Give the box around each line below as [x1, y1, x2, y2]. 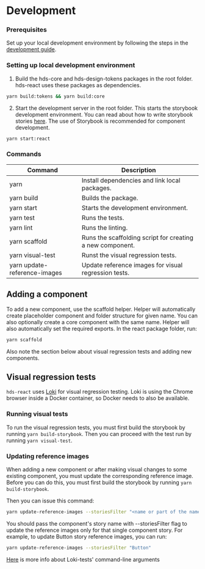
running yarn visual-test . [6, 437, 73, 444]
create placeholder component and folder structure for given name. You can [6, 312, 198, 319]
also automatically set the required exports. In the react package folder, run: [6, 325, 197, 332]
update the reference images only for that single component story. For [6, 526, 183, 534]
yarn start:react [6, 136, 51, 142]
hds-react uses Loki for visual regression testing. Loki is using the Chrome [6, 388, 193, 396]
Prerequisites [6, 26, 47, 34]
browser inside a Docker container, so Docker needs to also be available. [6, 394, 190, 402]
